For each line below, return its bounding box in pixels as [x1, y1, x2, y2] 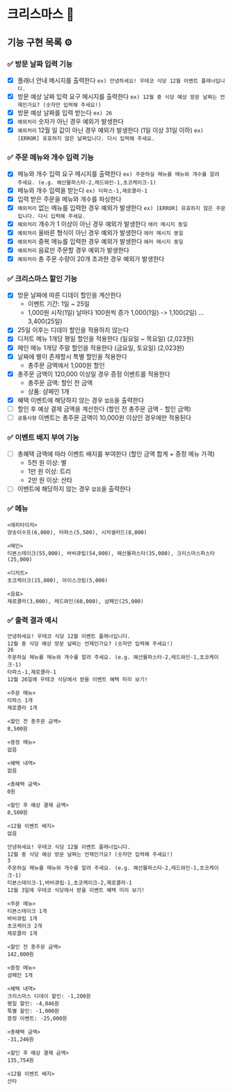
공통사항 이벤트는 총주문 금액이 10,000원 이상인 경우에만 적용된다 [17, 413, 191, 422]
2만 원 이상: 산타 [27, 476, 73, 484]
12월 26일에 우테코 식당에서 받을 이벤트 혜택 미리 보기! [7, 676, 148, 683]
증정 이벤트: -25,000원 [7, 1015, 67, 1022]
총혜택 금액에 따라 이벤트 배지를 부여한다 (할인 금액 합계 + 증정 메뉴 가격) [17, 450, 215, 458]
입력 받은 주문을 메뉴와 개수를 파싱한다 [17, 195, 122, 203]
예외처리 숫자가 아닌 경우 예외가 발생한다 [17, 117, 124, 126]
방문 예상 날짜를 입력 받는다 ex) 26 [17, 109, 113, 117]
